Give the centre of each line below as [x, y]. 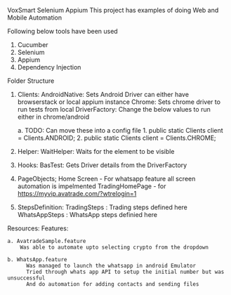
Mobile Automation [35, 18]
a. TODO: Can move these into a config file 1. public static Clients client [120, 130]
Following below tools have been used [62, 31]
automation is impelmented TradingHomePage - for [92, 186]
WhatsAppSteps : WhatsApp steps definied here [87, 215]
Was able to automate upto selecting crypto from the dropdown [114, 247]
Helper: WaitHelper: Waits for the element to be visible [96, 151]
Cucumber [33, 45]
